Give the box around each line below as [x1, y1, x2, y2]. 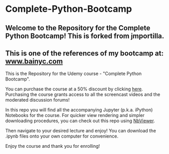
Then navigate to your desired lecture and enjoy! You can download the [5, 128, 156, 134]
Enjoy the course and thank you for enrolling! [5, 143, 100, 149]
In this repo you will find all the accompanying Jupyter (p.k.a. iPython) [5, 107, 153, 113]
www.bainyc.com [5, 57, 63, 66]
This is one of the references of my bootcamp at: [5, 49, 164, 57]
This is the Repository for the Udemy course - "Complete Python [5, 70, 142, 77]
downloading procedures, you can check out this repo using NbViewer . [5, 118, 155, 124]
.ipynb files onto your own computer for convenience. [5, 133, 119, 139]
